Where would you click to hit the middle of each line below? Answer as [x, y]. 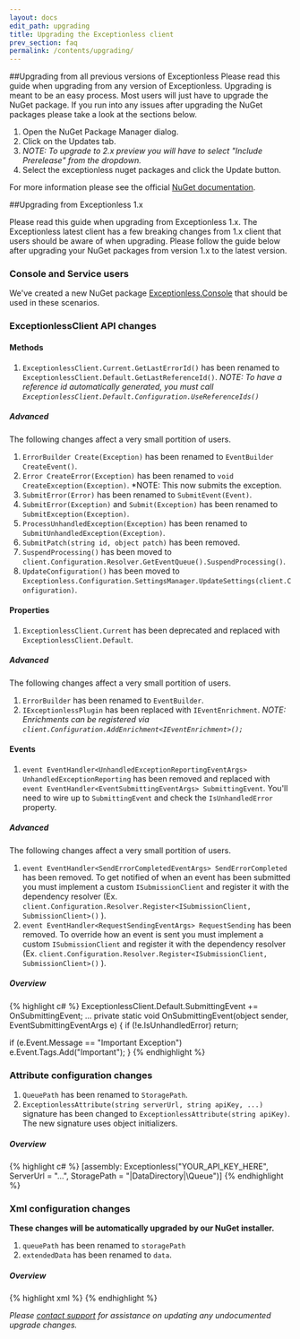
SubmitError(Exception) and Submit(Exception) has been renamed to [150, 504]
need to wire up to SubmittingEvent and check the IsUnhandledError [147, 798]
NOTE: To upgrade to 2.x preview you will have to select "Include [142, 151]
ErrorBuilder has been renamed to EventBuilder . [113, 700]
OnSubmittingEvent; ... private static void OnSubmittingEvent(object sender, [149, 1015]
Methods [26, 347]
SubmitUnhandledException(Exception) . [94, 532]
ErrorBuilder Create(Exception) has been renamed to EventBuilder [148, 456]
